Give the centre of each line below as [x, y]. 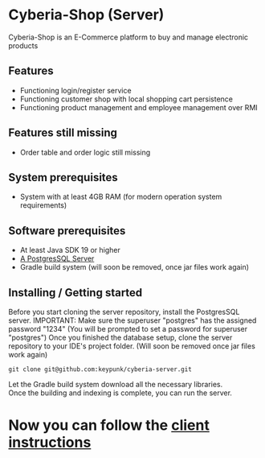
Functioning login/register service [75, 90]
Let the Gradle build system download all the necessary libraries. [116, 384]
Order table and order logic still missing [85, 152]
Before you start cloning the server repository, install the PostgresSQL [124, 312]
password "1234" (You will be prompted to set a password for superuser [128, 329]
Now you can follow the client [109, 425]
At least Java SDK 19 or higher [70, 250]
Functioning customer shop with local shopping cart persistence [126, 99]
